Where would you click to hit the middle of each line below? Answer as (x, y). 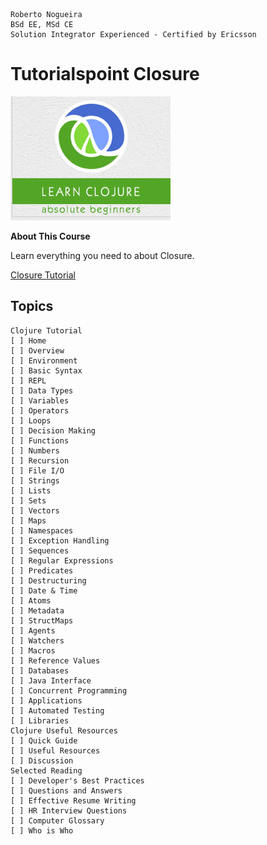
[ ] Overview (37, 350)
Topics (32, 306)
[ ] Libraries (40, 720)
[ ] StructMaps (42, 620)
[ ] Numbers (35, 450)
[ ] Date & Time (44, 590)
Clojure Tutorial (46, 330)
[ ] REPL (28, 380)
